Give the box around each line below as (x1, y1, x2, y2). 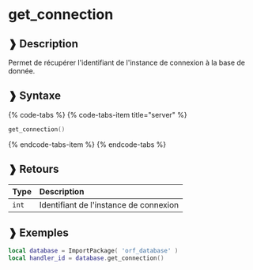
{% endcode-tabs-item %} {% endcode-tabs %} (8, 140, 167, 149)
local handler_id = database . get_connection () (8, 254, 164, 262)
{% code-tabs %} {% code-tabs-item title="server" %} (8, 110, 187, 119)
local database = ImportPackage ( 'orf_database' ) (8, 247, 179, 255)
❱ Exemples (8, 226, 69, 239)
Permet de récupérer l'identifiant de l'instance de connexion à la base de (8, 58, 245, 67)
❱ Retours (8, 163, 59, 176)
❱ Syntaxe (8, 89, 62, 103)
